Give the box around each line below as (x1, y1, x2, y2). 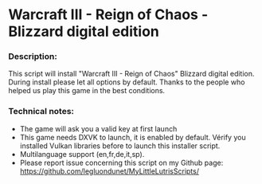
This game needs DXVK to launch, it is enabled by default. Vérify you (19, 132, 246, 142)
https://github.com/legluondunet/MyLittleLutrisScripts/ (19, 166, 199, 176)
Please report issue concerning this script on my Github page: (19, 158, 224, 167)
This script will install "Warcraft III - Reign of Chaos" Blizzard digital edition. (8, 69, 255, 79)
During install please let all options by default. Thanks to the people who (8, 77, 245, 87)
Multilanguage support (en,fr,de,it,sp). (19, 149, 145, 159)
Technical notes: (8, 106, 74, 117)
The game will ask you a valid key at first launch (19, 123, 178, 133)
